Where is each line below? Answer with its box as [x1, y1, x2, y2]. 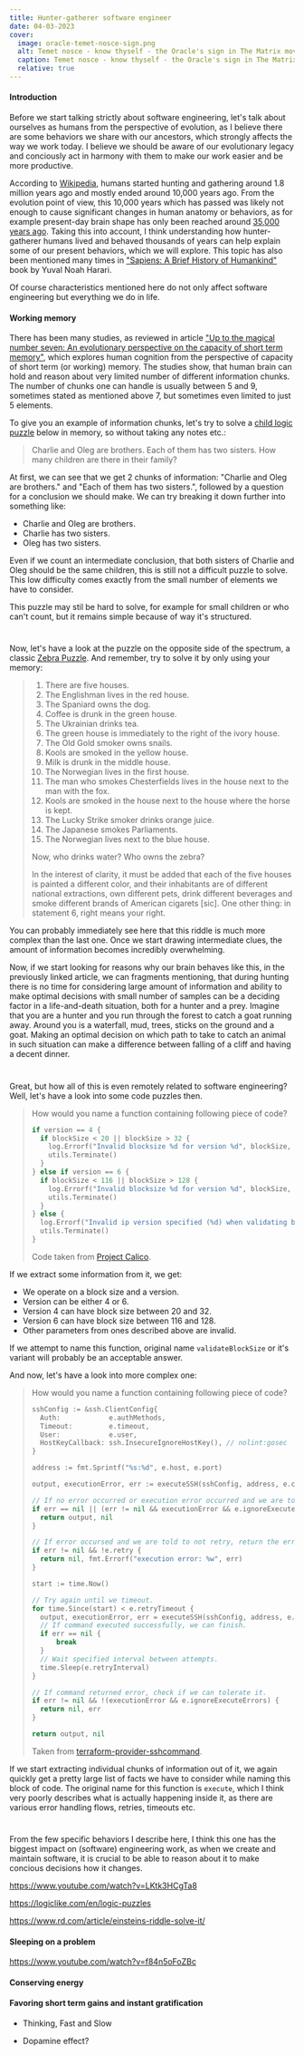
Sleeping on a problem [9, 1936, 96, 1947]
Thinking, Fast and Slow [22, 2018, 112, 2029]
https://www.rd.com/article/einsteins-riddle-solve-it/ [9, 1915, 205, 1926]
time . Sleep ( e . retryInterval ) [40, 1662, 150, 1672]
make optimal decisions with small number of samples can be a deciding [9, 991, 280, 1002]
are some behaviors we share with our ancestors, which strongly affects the [9, 131, 292, 142]
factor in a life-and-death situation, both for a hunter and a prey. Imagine [9, 1001, 280, 1012]
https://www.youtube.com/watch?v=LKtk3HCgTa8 [9, 1880, 197, 1891]
